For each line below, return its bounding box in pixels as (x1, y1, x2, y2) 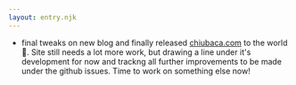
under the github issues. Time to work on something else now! (21, 66, 251, 76)
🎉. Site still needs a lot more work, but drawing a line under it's (21, 46, 251, 58)
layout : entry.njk (8, 12, 77, 22)
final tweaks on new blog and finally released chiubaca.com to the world (21, 37, 288, 48)
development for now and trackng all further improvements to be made (21, 56, 283, 66)
